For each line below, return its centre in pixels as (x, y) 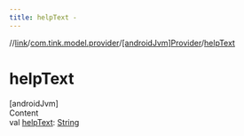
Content (24, 113)
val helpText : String (44, 122)
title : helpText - (43, 17)
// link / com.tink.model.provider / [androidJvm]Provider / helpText (122, 43)
